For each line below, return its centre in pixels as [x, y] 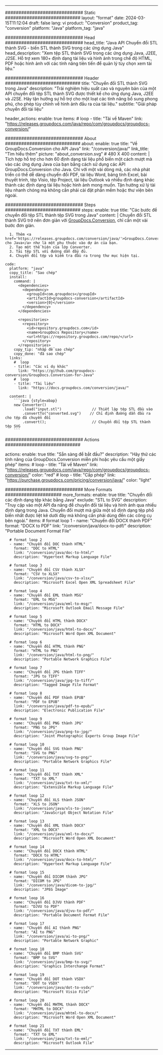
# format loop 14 [27, 847]
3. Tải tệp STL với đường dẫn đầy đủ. [49, 251]
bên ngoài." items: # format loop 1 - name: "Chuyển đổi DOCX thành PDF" [79, 520]
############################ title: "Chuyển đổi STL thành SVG [76, 83]
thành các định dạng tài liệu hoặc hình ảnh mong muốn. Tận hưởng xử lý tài [80, 185]
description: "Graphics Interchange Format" [59, 966]
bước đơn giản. [20, 225]
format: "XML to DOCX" [37, 830]
